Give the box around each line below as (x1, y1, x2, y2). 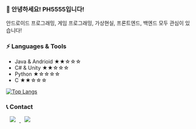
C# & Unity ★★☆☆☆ (14, 64, 69, 71)
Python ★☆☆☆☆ (14, 70, 60, 77)
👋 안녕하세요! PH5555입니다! (6, 5, 85, 13)
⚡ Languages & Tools (6, 42, 67, 50)
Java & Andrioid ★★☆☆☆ (14, 57, 81, 65)
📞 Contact (6, 103, 33, 111)
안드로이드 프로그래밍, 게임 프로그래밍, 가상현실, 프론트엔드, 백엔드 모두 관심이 (6, 19, 184, 27)
